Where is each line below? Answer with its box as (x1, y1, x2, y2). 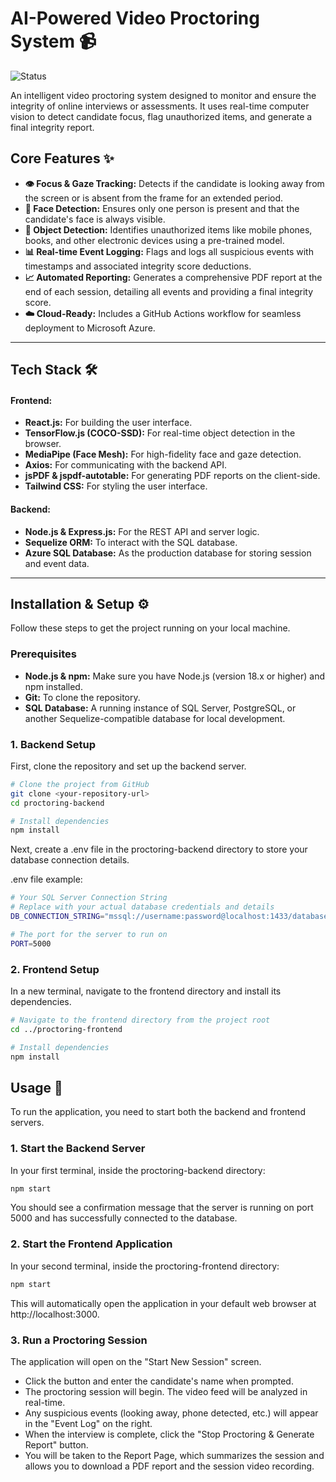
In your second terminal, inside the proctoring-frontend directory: (10, 1260, 280, 1272)
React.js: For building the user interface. (24, 417, 193, 429)
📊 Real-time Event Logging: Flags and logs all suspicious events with (24, 245, 314, 257)
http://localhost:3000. (10, 1308, 100, 1320)
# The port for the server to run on (10, 929, 168, 939)
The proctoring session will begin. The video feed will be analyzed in (24, 1385, 308, 1397)
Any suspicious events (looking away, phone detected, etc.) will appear (24, 1407, 319, 1419)
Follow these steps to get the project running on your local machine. (10, 622, 291, 634)
